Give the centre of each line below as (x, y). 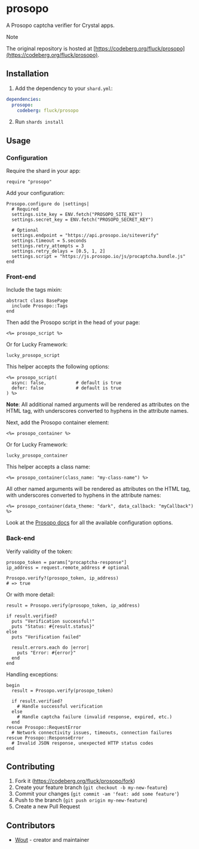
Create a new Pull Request (48, 806)
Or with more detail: (30, 594)
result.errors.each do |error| (50, 647)
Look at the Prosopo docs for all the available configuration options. (90, 523)
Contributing (30, 767)
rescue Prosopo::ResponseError (45, 738)
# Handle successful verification (60, 706)
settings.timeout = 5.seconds (49, 241)
